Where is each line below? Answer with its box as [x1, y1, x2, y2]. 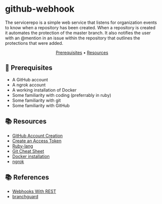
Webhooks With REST [12, 188, 57, 194]
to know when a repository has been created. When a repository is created [5, 24, 156, 30]
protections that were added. [5, 40, 63, 46]
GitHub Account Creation [12, 132, 63, 138]
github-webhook [5, 3, 75, 15]
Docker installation [12, 153, 50, 159]
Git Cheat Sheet [12, 148, 44, 154]
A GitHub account [12, 76, 48, 82]
